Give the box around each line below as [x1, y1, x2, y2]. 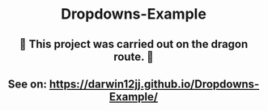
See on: [7, 77, 48, 91]
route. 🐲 [113, 49, 154, 63]
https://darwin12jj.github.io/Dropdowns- [49, 77, 260, 91]
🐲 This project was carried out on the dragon [19, 37, 249, 51]
